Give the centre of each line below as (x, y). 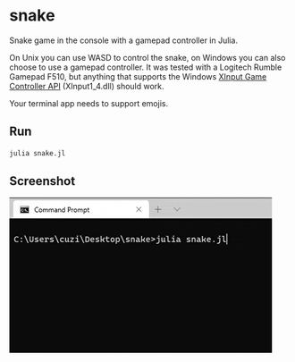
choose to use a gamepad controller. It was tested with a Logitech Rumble (146, 67)
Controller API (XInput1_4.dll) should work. (87, 86)
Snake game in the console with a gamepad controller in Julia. (124, 40)
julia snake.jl (38, 153)
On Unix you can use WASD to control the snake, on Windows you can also (147, 57)
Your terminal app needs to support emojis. (88, 103)
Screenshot (42, 181)
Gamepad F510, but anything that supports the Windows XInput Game (138, 76)
